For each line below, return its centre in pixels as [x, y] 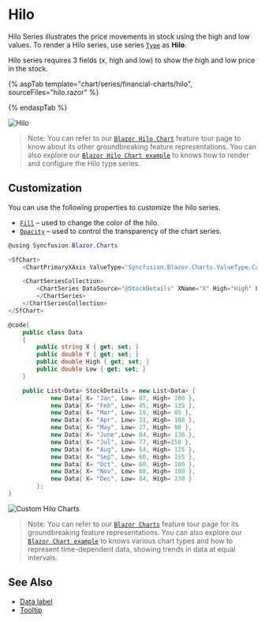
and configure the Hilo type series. [84, 163]
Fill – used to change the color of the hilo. [89, 222]
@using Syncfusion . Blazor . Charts [63, 245]
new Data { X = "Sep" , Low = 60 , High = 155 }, [123, 457]
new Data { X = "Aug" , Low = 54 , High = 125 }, [123, 449]
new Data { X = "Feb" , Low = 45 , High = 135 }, [123, 405]
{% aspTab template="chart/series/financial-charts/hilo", [101, 84]
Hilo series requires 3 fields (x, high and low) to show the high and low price [132, 60]
